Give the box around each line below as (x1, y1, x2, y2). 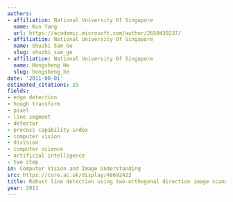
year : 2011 (7, 185, 39, 192)
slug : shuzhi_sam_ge (13, 49, 73, 56)
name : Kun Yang (13, 23, 58, 30)
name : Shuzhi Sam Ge (13, 42, 73, 49)
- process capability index (7, 126, 89, 133)
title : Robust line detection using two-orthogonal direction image (7, 178, 209, 185)
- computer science (7, 146, 64, 153)
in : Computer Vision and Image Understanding (7, 165, 141, 172)
